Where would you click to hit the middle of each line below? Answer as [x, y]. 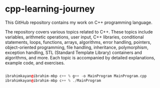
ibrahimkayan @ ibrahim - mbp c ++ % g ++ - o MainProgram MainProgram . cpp [76, 76]
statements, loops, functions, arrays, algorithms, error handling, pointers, [78, 42]
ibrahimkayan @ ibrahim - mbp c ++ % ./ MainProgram [53, 80]
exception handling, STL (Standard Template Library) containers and [74, 53]
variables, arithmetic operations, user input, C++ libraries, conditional [75, 37]
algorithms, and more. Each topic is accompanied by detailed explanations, [80, 57]
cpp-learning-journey [50, 9]
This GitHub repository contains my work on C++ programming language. [79, 22]
